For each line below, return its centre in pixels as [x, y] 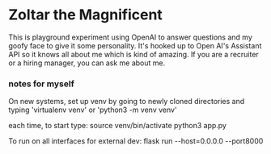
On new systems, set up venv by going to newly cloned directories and [127, 102]
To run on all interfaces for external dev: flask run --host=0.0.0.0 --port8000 [136, 141]
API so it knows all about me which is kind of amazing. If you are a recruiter [133, 54]
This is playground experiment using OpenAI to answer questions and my [131, 37]
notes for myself [41, 84]
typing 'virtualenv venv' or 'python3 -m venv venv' [93, 110]
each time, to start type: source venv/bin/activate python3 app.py [117, 126]
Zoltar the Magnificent [86, 15]
